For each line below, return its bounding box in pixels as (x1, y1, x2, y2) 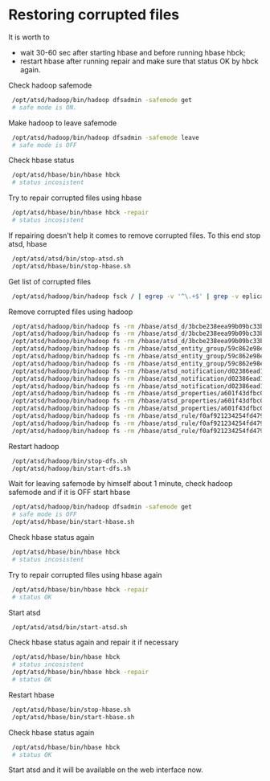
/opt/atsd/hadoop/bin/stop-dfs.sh (11, 456, 128, 465)
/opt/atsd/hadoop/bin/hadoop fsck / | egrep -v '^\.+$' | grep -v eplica (11, 292, 264, 301)
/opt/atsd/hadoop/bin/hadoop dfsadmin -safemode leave (11, 133, 199, 141)
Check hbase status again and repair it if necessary (8, 637, 179, 648)
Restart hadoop (8, 441, 59, 451)
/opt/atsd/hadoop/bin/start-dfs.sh (11, 464, 131, 472)
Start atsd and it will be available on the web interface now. (8, 765, 203, 775)
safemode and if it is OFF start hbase (8, 488, 131, 497)
